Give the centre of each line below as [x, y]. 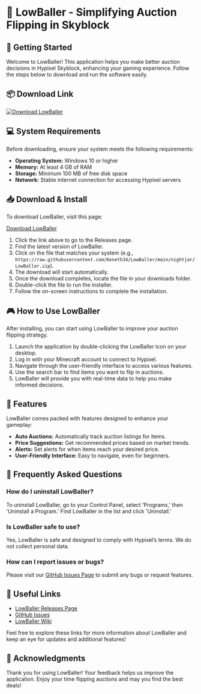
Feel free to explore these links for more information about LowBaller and [97, 633]
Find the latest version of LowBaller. [59, 247]
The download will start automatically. [62, 272]
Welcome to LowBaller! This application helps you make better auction [93, 62]
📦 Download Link [40, 94]
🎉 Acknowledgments [46, 658]
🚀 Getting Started [39, 47]
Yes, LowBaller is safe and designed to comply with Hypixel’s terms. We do [99, 540]
